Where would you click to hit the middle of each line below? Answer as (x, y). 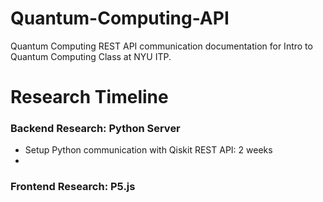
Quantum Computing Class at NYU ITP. (91, 56)
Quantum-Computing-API (120, 18)
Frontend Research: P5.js (73, 187)
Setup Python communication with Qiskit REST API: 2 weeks (148, 150)
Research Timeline (89, 97)
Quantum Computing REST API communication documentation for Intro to (161, 46)
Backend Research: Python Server (95, 129)
